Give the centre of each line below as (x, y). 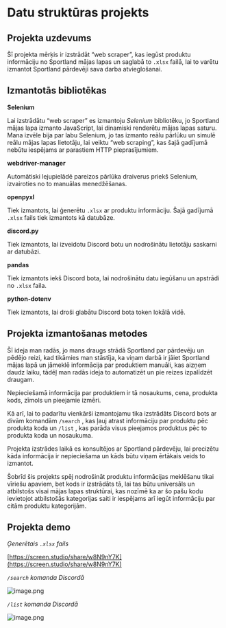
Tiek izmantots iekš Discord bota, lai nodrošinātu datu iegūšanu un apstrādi (113, 278)
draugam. (21, 379)
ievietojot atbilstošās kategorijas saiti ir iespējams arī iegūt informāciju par (111, 498)
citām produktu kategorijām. (47, 506)
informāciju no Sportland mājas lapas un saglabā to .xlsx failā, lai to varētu (113, 62)
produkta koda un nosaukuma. (50, 435)
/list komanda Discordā (43, 604)
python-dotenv (29, 299)
